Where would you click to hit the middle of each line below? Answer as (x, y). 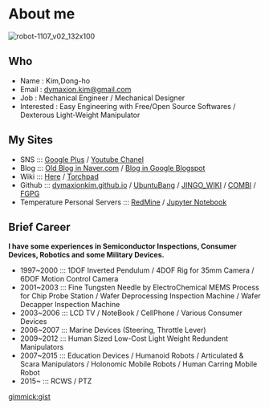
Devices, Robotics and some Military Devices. (86, 255)
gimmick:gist (29, 397)
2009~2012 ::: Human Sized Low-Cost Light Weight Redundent (124, 338)
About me (42, 14)
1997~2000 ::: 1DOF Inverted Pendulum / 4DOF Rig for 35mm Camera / (137, 270)
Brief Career (39, 227)
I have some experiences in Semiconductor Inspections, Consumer (122, 246)
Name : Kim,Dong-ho (55, 80)
